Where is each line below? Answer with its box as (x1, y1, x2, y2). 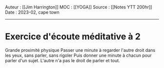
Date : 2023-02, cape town (5, 9, 60, 15)
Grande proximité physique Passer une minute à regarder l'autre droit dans (5, 47, 155, 53)
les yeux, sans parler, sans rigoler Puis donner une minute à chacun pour (5, 52, 152, 58)
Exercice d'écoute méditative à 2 (5, 31, 141, 42)
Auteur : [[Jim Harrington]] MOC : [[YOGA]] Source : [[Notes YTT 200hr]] (5, 4, 152, 10)
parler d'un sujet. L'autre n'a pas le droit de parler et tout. (5, 57, 121, 63)
